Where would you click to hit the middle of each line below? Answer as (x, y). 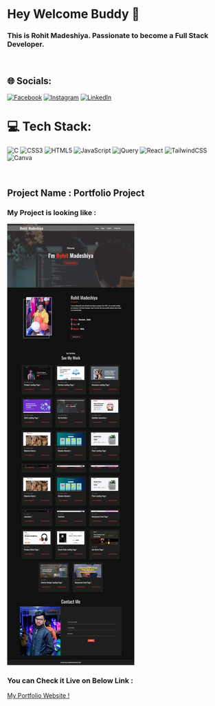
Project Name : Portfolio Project (76, 193)
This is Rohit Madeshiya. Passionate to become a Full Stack (108, 36)
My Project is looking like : (52, 212)
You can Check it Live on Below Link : (70, 680)
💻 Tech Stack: (49, 127)
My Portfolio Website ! (38, 696)
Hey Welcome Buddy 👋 (73, 14)
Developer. (26, 44)
